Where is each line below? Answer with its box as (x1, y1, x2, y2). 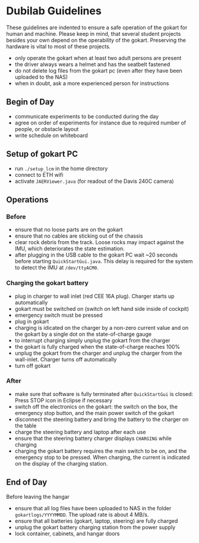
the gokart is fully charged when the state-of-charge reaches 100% (14, 343, 181, 350)
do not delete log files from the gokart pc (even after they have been (14, 67, 182, 74)
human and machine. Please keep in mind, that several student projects (6, 30, 181, 37)
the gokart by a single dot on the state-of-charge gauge (14, 330, 152, 338)
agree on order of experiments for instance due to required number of (14, 119, 187, 126)
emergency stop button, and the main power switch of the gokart (14, 409, 174, 416)
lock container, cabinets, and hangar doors (14, 530, 120, 537)
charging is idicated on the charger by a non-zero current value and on (14, 324, 189, 331)
